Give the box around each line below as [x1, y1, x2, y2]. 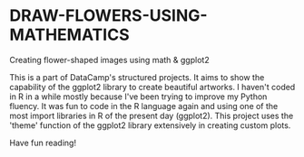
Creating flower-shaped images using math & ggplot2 [9, 54, 211, 65]
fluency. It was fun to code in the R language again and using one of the [9, 100, 279, 111]
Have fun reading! [9, 137, 77, 148]
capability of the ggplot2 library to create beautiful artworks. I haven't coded [9, 81, 296, 92]
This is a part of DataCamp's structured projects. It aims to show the [9, 71, 265, 82]
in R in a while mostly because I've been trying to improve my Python [9, 91, 268, 102]
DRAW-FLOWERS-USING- [9, 5, 208, 26]
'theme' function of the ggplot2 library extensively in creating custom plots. [9, 119, 291, 131]
